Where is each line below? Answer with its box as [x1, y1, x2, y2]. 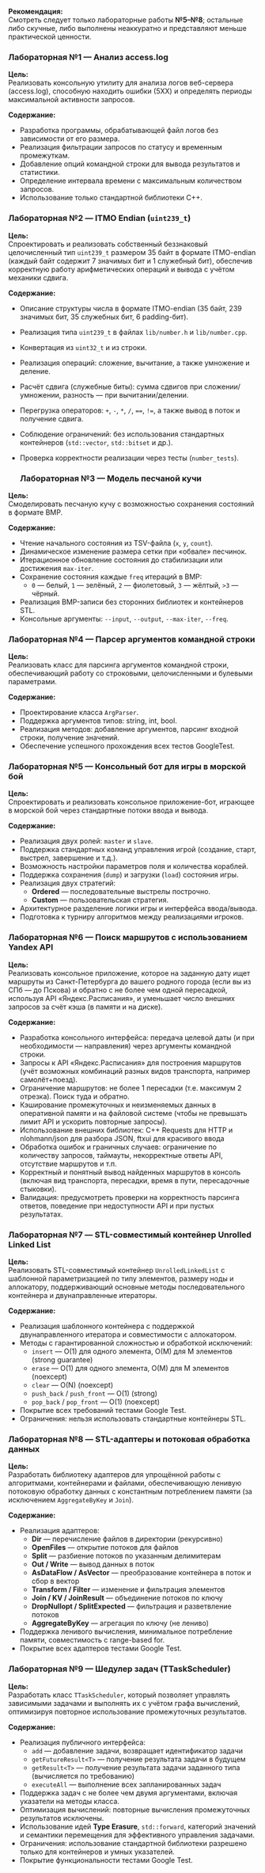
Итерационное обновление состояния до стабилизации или [19, 554, 223, 565]
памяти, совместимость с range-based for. [19, 1635, 165, 1645]
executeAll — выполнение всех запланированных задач [31, 1780, 221, 1789]
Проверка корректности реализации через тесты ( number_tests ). [19, 453, 240, 463]
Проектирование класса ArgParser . [19, 708, 139, 718]
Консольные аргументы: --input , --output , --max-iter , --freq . [19, 614, 229, 623]
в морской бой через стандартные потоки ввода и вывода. [8, 805, 209, 815]
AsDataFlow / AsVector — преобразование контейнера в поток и [31, 1568, 252, 1578]
